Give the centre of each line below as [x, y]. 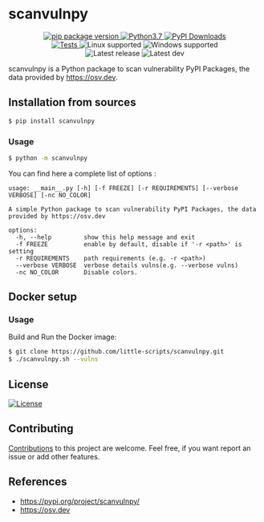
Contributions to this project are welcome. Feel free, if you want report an [130, 448]
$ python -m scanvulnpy [48, 158]
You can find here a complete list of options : [82, 173]
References [38, 482]
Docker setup [43, 297]
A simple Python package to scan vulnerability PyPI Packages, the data [132, 209]
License [28, 384]
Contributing [41, 429]
